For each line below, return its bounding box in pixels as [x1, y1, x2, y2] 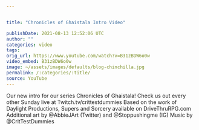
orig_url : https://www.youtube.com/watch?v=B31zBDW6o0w [6, 53, 150, 59]
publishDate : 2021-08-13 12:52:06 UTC [6, 30, 104, 36]
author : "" [6, 36, 34, 42]
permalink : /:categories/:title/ [6, 70, 91, 76]
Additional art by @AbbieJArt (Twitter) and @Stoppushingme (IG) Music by [6, 111, 193, 119]
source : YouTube [6, 75, 47, 82]
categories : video [6, 42, 53, 48]
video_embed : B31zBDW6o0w [6, 59, 71, 65]
